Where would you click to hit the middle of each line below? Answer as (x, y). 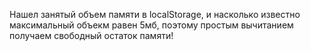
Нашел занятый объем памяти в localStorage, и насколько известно (155, 14)
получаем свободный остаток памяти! (91, 35)
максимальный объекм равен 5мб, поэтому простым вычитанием (151, 25)
